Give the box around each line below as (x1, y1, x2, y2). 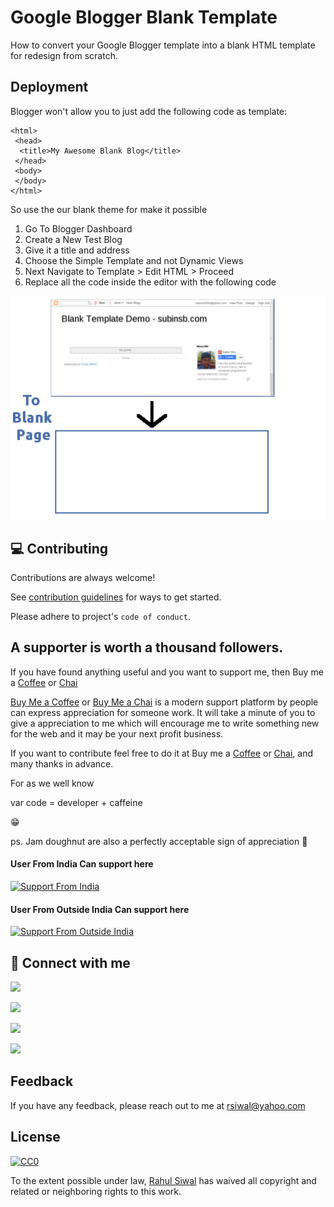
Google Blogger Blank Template (10, 6, 278, 29)
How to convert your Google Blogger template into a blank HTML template (10, 39, 316, 51)
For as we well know (10, 777, 95, 789)
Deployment (10, 79, 89, 96)
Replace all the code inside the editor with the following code (24, 276, 277, 288)
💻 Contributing (10, 540, 109, 557)
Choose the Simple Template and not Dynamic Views (24, 254, 244, 266)
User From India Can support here (10, 858, 154, 870)
